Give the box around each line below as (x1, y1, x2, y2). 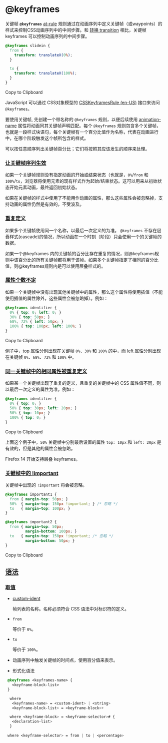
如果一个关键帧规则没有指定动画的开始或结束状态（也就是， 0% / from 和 (5, 172, 148, 178)
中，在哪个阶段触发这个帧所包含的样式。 (5, 135, 88, 141)
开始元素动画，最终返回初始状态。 (9, 184, 80, 191)
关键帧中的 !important (5, 469, 58, 476)
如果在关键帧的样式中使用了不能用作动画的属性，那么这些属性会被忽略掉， (5, 195, 158, 201)
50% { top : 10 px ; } (9, 410, 50, 415)
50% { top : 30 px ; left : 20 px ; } (9, 406, 77, 411)
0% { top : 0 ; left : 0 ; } (9, 310, 61, 315)
